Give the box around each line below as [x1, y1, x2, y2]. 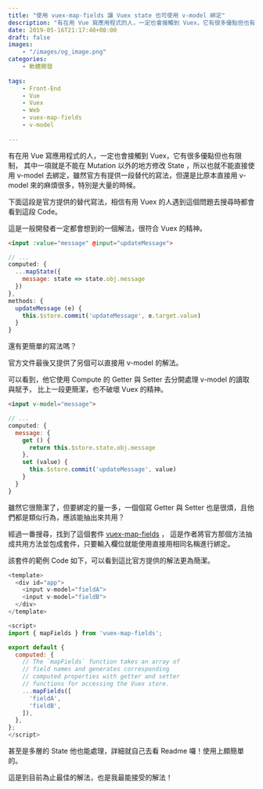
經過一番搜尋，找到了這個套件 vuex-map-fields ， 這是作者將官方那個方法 [8, 529, 246, 539]
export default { [8, 643, 65, 652]
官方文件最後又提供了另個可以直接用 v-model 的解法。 [8, 358, 183, 367]
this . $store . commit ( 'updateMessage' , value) [28, 466, 177, 473]
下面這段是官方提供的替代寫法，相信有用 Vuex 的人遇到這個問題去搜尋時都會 [8, 197, 255, 206]
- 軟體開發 [22, 63, 53, 71]
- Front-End [22, 84, 61, 93]
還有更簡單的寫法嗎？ [8, 342, 77, 351]
